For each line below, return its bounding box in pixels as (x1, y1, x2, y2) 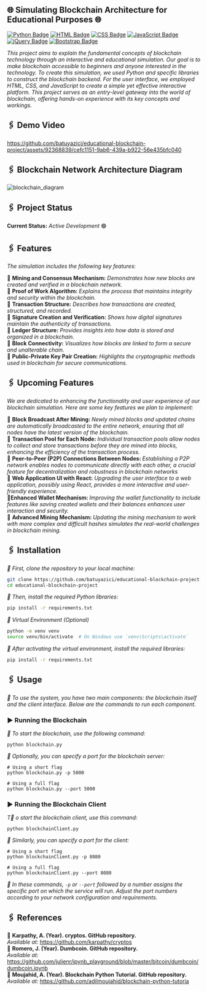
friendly (7, 487, 27, 495)
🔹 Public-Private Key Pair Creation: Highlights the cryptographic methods (7, 353, 195, 360)
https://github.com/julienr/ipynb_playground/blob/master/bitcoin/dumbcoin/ (7, 958, 199, 965)
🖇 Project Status (7, 202, 72, 213)
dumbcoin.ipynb (7, 965, 49, 972)
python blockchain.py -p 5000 (7, 770, 85, 776)
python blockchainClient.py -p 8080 (7, 854, 101, 860)
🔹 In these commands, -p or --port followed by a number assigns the (7, 881, 183, 888)
